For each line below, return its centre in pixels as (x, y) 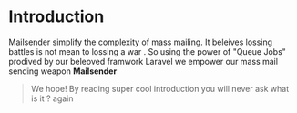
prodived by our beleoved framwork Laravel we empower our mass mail (143, 61)
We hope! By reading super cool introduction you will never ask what (160, 88)
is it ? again (52, 98)
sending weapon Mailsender (63, 71)
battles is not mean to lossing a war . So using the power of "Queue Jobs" (147, 51)
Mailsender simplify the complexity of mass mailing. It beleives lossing (141, 42)
